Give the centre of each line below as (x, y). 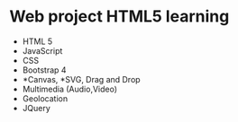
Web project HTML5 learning (119, 17)
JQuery (37, 108)
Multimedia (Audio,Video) (70, 89)
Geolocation (45, 98)
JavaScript (42, 50)
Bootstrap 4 (44, 70)
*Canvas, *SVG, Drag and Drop (82, 79)
